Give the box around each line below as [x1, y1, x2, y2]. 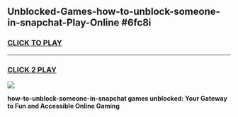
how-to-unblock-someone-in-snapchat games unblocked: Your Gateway [7, 94, 228, 102]
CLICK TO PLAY [7, 38, 62, 48]
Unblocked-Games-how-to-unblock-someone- [7, 6, 221, 18]
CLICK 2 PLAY [7, 65, 57, 74]
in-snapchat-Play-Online [7, 17, 120, 29]
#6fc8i [121, 17, 152, 29]
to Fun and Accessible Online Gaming [7, 101, 120, 110]
